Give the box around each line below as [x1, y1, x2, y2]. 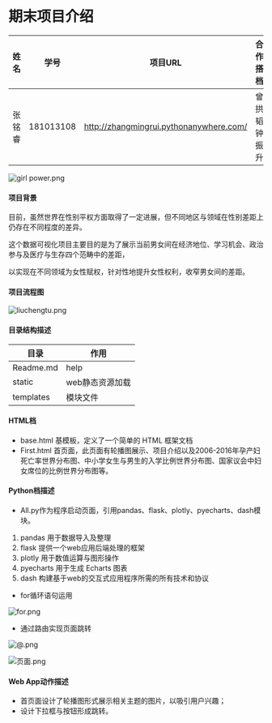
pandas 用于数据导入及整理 [19, 533, 112, 542]
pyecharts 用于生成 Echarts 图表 [19, 563, 128, 572]
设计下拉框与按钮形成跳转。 [19, 706, 113, 716]
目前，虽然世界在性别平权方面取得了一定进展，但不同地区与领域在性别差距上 [8, 212, 264, 222]
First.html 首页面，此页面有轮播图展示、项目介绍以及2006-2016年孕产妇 [19, 445, 261, 455]
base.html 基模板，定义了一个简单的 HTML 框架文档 [19, 435, 193, 445]
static [12, 376, 34, 387]
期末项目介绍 [8, 7, 95, 26]
